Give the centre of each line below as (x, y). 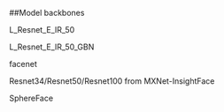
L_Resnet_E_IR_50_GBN (52, 47)
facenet (23, 64)
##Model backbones (47, 13)
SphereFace (31, 98)
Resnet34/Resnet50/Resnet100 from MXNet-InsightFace (112, 81)
